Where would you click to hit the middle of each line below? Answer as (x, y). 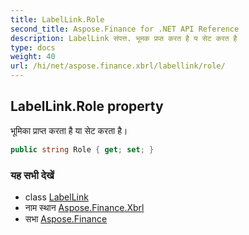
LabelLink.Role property (87, 106)
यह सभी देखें (32, 175)
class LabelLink (56, 197)
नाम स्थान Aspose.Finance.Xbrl (84, 207)
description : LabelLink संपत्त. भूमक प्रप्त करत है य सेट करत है (124, 38)
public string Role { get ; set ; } (82, 149)
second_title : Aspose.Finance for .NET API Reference (125, 29)
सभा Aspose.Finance (66, 218)
